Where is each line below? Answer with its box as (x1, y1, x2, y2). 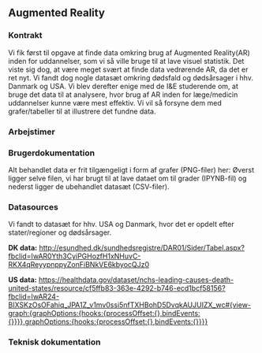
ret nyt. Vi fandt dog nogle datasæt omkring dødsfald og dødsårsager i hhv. (8, 72, 254, 82)
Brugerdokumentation (8, 147, 95, 158)
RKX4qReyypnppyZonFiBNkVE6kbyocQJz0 (8, 260, 150, 269)
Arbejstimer (8, 126, 55, 137)
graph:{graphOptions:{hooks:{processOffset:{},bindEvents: (8, 309, 200, 318)
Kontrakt (8, 30, 43, 41)
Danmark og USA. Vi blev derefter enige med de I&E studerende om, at (8, 81, 238, 91)
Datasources (8, 201, 59, 212)
